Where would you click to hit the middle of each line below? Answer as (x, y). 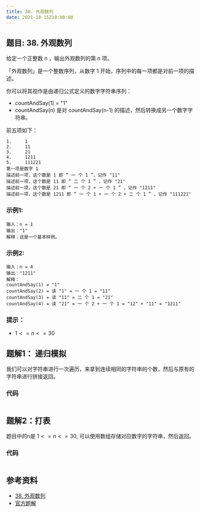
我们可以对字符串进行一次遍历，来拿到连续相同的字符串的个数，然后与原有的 (100, 369)
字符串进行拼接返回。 (32, 377)
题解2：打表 (28, 420)
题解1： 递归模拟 (36, 354)
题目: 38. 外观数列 (39, 43)
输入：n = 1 (20, 224)
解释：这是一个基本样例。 (33, 237)
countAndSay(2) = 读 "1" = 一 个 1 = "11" (59, 291)
